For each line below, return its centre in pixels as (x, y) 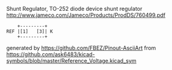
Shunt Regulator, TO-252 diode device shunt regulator (74, 9)
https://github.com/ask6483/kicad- (51, 54)
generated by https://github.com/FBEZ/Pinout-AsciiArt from (81, 48)
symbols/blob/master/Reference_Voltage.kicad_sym (71, 61)
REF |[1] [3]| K (30, 31)
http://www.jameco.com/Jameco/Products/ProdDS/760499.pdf (86, 15)
